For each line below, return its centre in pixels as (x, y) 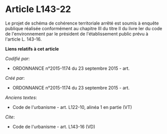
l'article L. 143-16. (24, 39)
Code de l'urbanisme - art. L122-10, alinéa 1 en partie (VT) (72, 107)
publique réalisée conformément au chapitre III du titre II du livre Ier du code (84, 28)
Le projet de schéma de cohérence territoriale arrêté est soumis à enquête (82, 23)
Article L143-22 (38, 9)
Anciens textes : (21, 97)
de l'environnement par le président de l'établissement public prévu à (77, 34)
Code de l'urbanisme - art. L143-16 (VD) (54, 126)
